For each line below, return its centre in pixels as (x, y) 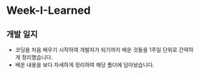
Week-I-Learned (48, 11)
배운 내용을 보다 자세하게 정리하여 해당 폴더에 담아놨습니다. (85, 65)
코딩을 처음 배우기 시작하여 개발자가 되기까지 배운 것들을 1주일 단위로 (96, 50)
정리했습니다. (37, 57)
